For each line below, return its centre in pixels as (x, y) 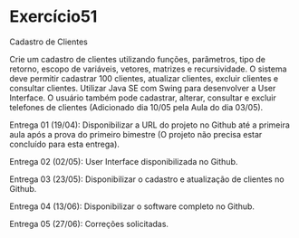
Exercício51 (53, 17)
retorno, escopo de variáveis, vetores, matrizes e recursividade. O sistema (148, 69)
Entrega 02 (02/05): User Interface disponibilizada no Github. (124, 161)
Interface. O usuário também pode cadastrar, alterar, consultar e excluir (143, 98)
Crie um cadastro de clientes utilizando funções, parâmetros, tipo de (137, 59)
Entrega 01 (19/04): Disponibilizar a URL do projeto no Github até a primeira (149, 125)
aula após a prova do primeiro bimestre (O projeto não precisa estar (136, 134)
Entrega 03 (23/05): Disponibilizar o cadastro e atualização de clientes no (147, 179)
